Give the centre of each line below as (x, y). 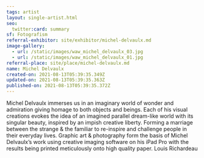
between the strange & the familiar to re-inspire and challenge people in (97, 129)
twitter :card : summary (41, 29)
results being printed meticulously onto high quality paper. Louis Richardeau (102, 148)
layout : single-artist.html (42, 18)
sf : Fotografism (27, 35)
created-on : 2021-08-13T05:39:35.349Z (56, 74)
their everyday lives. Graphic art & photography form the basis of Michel (97, 135)
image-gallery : (26, 46)
